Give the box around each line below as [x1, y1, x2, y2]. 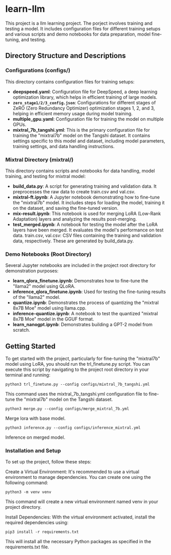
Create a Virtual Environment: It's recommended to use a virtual [5, 469, 140, 475]
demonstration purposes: [5, 268, 59, 274]
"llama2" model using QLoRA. [12, 283, 76, 290]
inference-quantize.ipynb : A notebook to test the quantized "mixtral [12, 311, 158, 317]
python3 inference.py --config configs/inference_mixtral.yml [5, 425, 141, 431]
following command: [5, 479, 49, 486]
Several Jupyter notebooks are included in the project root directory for [5, 262, 156, 268]
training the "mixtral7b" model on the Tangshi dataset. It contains [12, 132, 151, 138]
